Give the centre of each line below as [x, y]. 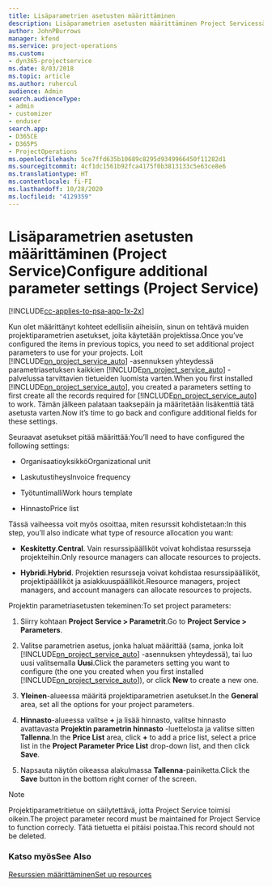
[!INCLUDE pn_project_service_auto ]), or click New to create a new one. [139, 680]
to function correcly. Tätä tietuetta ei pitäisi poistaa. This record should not [132, 827]
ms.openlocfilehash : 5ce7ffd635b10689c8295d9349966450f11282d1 [117, 159]
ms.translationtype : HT [49, 174]
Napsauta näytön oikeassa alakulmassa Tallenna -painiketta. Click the [135, 770]
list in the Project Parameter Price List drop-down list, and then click [135, 745]
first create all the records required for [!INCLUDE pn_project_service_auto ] [133, 395]
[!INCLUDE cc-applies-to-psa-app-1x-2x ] [76, 311]
